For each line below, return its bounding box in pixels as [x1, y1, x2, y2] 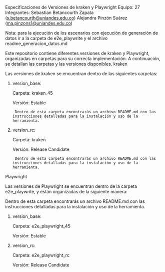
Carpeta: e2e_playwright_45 [12, 223, 71, 229]
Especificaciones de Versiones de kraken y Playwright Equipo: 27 [5, 5, 140, 10]
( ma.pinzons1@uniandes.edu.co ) [5, 20, 72, 26]
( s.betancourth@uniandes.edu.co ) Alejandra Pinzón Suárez [5, 15, 127, 21]
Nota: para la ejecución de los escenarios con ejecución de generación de [5, 30, 158, 36]
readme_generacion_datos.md [5, 41, 67, 47]
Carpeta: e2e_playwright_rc [12, 252, 70, 258]
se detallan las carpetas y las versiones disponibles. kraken [5, 61, 127, 67]
